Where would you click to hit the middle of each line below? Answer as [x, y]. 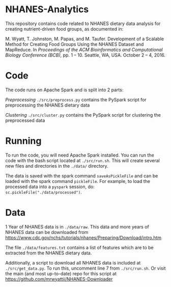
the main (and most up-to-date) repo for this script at [61, 273]
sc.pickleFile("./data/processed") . [44, 192]
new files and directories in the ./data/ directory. [57, 166]
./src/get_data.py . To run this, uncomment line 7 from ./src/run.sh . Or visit [85, 268]
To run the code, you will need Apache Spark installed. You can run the [80, 155]
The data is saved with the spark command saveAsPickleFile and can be [82, 176]
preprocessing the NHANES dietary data [48, 105]
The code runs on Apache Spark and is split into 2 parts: [64, 90]
